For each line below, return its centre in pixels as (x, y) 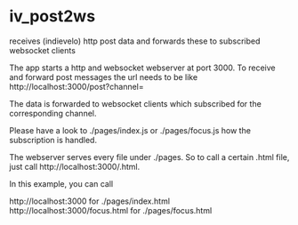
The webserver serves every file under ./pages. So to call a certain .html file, (149, 157)
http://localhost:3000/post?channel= (77, 86)
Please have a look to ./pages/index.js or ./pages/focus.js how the (130, 130)
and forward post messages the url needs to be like (104, 76)
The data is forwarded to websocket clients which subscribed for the (136, 103)
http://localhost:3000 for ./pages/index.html (90, 201)
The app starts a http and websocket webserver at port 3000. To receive (142, 68)
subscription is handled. (53, 140)
